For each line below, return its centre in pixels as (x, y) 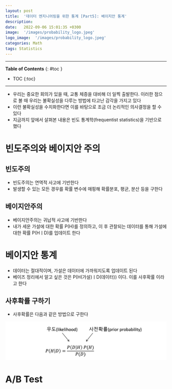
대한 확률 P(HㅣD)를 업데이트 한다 (46, 233)
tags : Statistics (24, 49)
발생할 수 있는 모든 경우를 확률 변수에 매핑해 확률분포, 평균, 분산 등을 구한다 (88, 189)
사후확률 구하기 (28, 301)
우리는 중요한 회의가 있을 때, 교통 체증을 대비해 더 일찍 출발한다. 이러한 (83, 94)
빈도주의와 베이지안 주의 (53, 148)
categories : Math (24, 44)
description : (19, 22)
